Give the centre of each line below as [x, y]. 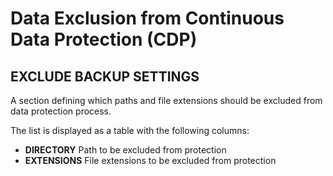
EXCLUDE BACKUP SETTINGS [105, 76]
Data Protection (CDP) [104, 39]
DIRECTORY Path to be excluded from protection [125, 150]
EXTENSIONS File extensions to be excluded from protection [150, 160]
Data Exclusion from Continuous [147, 18]
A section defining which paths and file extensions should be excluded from [166, 100]
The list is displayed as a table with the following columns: [130, 130]
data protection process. [61, 111]
